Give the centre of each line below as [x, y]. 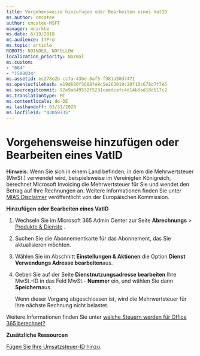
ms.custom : [20, 62]
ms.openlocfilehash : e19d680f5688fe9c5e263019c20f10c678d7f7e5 [87, 85]
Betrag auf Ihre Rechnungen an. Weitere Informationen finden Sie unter [94, 191]
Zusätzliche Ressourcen [37, 335]
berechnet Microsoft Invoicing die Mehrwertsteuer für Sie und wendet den [98, 185]
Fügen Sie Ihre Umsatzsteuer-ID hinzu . [54, 347]
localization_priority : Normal [45, 57]
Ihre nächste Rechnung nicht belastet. [62, 305]
